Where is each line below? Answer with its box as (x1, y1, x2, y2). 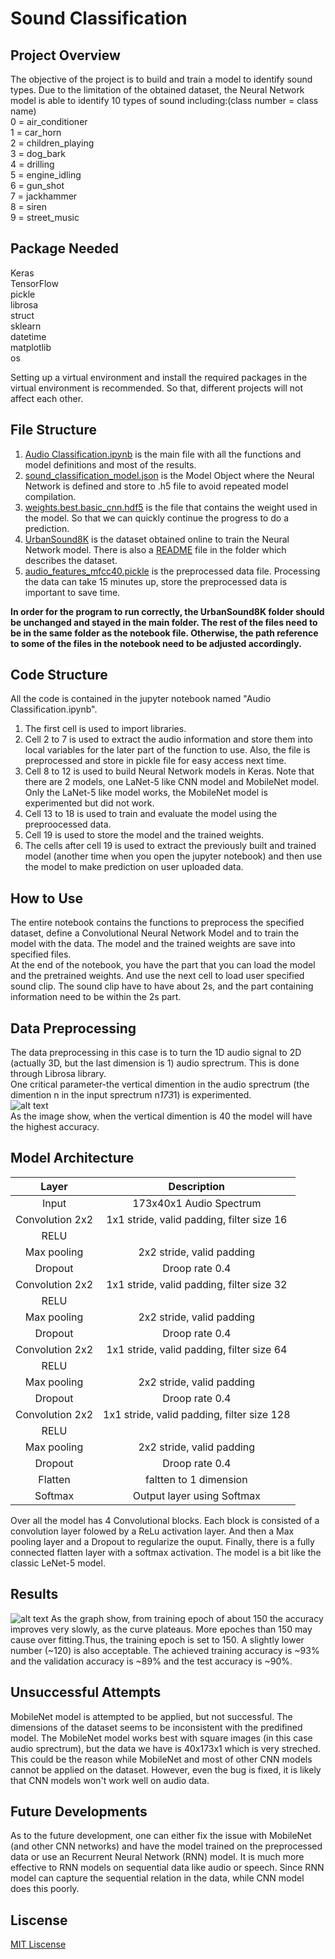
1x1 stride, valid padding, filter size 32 (106, 1277, 288, 1291)
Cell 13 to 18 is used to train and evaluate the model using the (24, 808, 278, 820)
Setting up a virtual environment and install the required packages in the (10, 371, 308, 383)
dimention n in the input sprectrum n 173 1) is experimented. (10, 1089, 252, 1101)
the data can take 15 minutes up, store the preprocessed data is (24, 575, 288, 587)
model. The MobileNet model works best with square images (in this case (10, 1732, 313, 1744)
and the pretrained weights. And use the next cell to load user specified (10, 970, 305, 982)
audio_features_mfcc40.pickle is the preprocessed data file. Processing (24, 565, 321, 577)
